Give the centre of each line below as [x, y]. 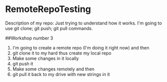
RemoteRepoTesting [48, 9]
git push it [23, 63]
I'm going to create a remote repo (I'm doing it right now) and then [81, 47]
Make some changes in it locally [46, 58]
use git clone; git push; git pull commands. [49, 28]
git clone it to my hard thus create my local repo [62, 53]
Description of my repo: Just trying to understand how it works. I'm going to [83, 23]
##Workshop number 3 [29, 38]
